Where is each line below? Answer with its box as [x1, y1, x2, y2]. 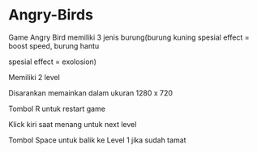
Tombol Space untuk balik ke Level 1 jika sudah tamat [8, 135, 186, 145]
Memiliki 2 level [8, 72, 61, 82]
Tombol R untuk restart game [8, 104, 105, 113]
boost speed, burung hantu [8, 40, 100, 50]
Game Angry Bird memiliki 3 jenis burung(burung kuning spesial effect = [8, 32, 250, 42]
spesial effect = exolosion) [8, 57, 97, 66]
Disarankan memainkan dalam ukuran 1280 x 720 [8, 87, 173, 98]
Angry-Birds [8, 6, 93, 24]
